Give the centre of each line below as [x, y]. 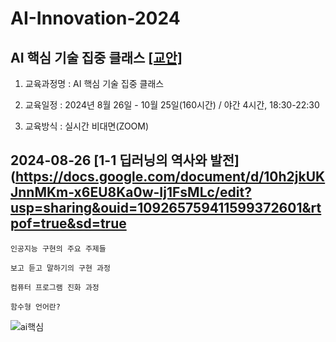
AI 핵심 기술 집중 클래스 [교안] [96, 57]
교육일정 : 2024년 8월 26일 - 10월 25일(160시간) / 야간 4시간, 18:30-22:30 [172, 105]
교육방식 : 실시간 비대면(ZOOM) [87, 126]
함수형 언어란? [35, 307]
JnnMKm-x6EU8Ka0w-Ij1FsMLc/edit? [131, 192]
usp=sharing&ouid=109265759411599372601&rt [166, 208]
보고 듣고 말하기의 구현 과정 [60, 268]
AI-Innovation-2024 [95, 18]
